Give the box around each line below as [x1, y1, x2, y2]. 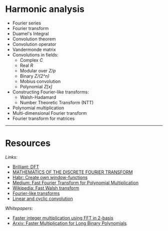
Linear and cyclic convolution [12, 196, 73, 202]
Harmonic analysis [5, 3, 85, 15]
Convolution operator [12, 41, 56, 47]
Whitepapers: [5, 205, 33, 211]
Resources [5, 138, 51, 149]
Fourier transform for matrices [12, 115, 75, 121]
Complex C [19, 57, 43, 63]
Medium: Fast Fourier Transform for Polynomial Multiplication [12, 180, 139, 186]
